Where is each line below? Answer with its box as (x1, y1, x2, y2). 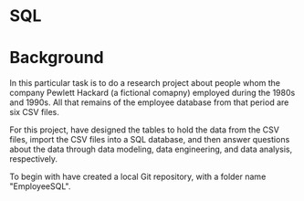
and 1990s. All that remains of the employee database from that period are (9, 97, 289, 108)
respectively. (9, 153, 58, 164)
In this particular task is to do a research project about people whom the (9, 78, 281, 89)
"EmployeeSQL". (9, 181, 71, 192)
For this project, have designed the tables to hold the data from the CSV (9, 124, 280, 135)
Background (9, 48, 104, 69)
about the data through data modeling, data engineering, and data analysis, (9, 143, 293, 155)
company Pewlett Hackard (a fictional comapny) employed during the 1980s (9, 88, 296, 99)
